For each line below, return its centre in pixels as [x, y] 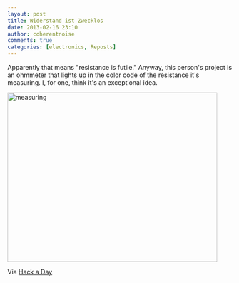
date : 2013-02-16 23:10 [43, 27]
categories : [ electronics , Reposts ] [62, 47]
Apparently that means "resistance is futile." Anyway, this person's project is [120, 67]
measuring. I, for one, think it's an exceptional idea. [83, 82]
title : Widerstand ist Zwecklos [55, 21]
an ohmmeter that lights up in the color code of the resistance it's [103, 75]
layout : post [27, 14]
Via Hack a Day [30, 272]
